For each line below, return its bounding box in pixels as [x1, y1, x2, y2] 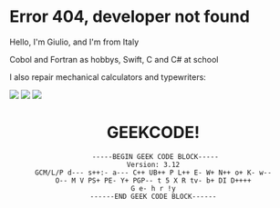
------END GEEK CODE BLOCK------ [89, 192, 217, 201]
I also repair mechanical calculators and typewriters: [9, 71, 207, 83]
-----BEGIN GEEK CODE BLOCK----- [91, 152, 219, 161]
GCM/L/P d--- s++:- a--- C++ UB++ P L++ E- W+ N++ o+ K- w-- [35, 168, 272, 177]
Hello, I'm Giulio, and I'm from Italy [9, 36, 140, 47]
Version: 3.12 [126, 160, 181, 169]
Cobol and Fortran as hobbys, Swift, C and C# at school [9, 54, 219, 64]
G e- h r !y [130, 183, 176, 193]
